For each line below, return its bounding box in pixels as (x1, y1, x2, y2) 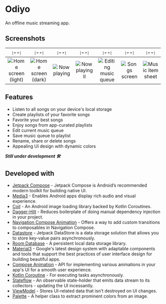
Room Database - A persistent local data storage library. (12, 240, 127, 246)
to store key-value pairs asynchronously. (12, 235, 95, 241)
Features (5, 93, 33, 101)
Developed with (5, 169, 54, 177)
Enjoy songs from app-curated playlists (12, 122, 93, 128)
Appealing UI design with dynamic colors (12, 143, 96, 149)
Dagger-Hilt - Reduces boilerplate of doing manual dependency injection (12, 209, 161, 215)
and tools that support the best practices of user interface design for (12, 251, 152, 257)
